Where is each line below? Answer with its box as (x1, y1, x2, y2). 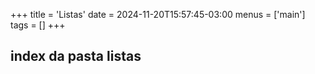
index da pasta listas (10, 48, 142, 65)
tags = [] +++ (10, 19, 66, 31)
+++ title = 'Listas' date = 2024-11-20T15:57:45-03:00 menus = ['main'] (10, 9, 306, 20)
